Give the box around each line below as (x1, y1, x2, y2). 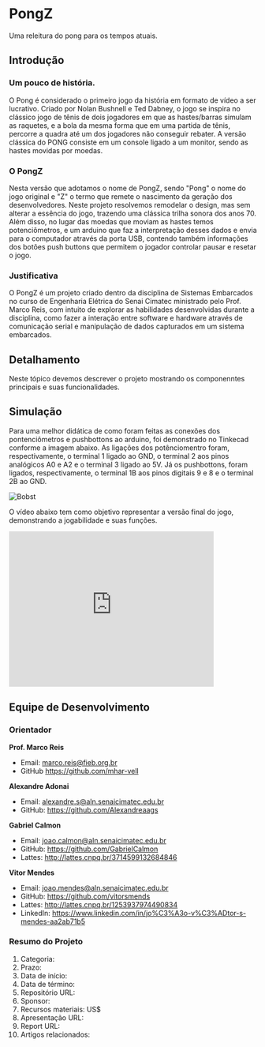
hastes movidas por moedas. (9, 145, 103, 155)
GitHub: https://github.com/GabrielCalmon (20, 844, 159, 854)
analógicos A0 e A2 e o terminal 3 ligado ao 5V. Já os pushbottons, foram (9, 460, 248, 469)
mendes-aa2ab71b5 (20, 917, 86, 926)
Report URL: (20, 1021, 61, 1030)
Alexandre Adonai (9, 781, 69, 790)
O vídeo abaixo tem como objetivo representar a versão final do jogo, (9, 507, 234, 516)
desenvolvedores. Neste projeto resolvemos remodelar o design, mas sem (9, 200, 251, 209)
